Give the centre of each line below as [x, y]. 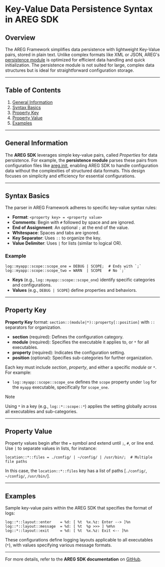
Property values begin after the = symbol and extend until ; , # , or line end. [80, 443]
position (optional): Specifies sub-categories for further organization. [82, 358]
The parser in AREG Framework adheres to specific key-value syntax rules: [81, 208]
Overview [20, 38]
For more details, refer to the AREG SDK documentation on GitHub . [73, 559]
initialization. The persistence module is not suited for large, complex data [80, 65]
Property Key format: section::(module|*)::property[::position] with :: [80, 322]
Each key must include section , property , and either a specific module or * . [81, 367]
